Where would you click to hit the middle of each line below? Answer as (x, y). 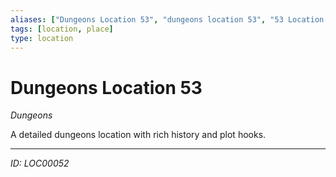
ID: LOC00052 (40, 163)
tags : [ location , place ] (62, 29)
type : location (42, 38)
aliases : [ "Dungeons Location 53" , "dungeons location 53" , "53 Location (167, 19)
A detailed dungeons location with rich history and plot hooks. (138, 135)
